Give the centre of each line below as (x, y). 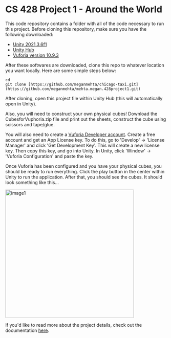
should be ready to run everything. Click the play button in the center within (85, 171)
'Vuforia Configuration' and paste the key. (49, 156)
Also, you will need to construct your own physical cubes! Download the (81, 114)
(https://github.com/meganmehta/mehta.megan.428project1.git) (73, 89)
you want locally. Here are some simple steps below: (61, 71)
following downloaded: (29, 34)
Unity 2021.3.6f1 (30, 44)
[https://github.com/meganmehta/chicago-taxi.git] (83, 84)
